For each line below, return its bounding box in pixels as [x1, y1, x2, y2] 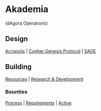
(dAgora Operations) [5, 20, 48, 26]
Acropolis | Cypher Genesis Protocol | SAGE [5, 48, 96, 54]
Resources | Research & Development [5, 76, 84, 82]
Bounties [5, 88, 28, 95]
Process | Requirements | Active [5, 99, 72, 106]
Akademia [5, 4, 49, 15]
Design [5, 35, 28, 43]
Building [5, 63, 32, 71]
